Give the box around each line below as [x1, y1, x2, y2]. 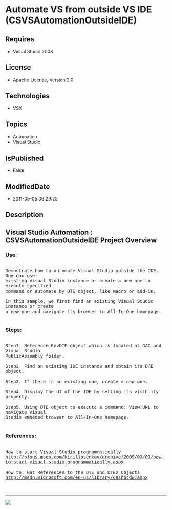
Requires [5, 35, 35, 43]
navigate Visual [5, 410, 46, 415]
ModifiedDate [5, 182, 50, 191]
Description [5, 211, 44, 219]
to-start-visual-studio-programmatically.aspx [5, 459, 124, 465]
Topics [5, 120, 28, 129]
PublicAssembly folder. [5, 353, 65, 359]
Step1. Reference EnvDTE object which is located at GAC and [5, 343, 162, 349]
